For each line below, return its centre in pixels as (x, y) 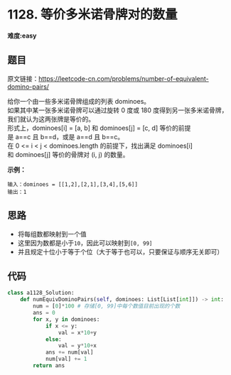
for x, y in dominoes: (66, 319)
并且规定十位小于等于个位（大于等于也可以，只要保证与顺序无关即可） (120, 251)
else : (53, 339)
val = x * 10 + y (77, 332)
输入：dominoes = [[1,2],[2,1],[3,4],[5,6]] (73, 184)
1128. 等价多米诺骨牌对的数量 (92, 15)
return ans (49, 366)
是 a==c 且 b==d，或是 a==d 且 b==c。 (66, 136)
